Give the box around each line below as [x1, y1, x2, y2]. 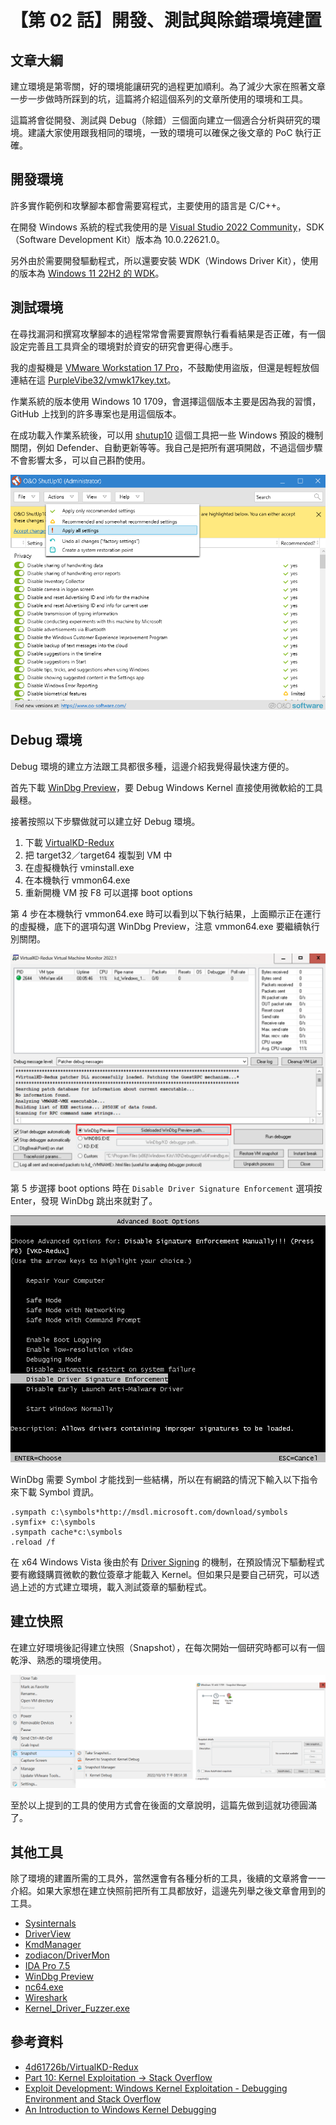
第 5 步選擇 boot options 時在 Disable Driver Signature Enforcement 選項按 [10, 1182, 323, 1195]
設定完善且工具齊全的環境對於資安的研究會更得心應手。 [10, 340, 238, 352]
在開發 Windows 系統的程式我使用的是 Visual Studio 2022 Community [10, 221, 298, 233]
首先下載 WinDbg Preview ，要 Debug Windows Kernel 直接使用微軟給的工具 [10, 781, 323, 793]
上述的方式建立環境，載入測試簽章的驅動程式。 [18, 1581, 212, 1593]
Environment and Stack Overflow [24, 2092, 162, 2105]
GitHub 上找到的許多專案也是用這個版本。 [10, 407, 182, 420]
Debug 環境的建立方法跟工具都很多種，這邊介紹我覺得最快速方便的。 [10, 760, 295, 772]
